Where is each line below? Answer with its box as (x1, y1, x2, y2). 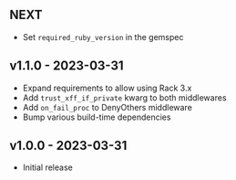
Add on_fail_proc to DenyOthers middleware (22, 101, 193, 112)
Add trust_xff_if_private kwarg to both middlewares (22, 91, 227, 103)
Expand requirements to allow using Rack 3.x (22, 82, 192, 93)
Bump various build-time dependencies (22, 111, 171, 122)
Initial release (22, 162, 73, 173)
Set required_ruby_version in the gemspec (22, 31, 184, 42)
